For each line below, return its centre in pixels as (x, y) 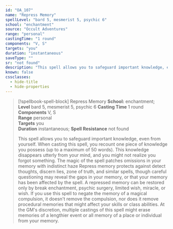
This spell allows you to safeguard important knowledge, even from (89, 138)
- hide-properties (30, 86)
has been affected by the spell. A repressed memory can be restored (91, 182)
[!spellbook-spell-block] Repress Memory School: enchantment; (86, 101)
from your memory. (38, 221)
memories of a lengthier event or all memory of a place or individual (90, 215)
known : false (19, 73)
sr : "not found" (23, 63)
